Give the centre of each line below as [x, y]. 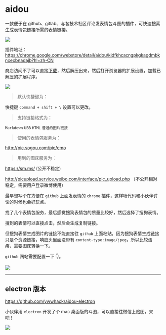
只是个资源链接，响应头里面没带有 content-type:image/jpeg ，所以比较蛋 [79, 239]
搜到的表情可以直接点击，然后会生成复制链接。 [53, 223]
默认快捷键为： [32, 96]
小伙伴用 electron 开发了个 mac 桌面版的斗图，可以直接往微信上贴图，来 [79, 311]
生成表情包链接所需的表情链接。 [38, 29]
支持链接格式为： [35, 117]
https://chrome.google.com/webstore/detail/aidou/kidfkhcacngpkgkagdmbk [83, 55]
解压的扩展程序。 [22, 77]
